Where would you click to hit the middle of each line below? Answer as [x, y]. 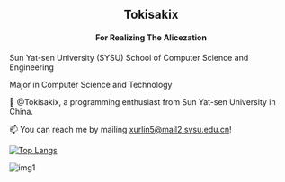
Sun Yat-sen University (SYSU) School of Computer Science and [129, 57]
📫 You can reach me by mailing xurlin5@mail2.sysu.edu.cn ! [120, 129]
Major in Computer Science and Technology [91, 84]
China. [22, 111]
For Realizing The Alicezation [151, 37]
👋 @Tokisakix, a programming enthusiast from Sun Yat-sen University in [142, 101]
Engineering [31, 67]
